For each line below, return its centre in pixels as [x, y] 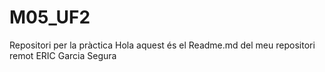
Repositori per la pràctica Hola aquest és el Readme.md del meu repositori [162, 45]
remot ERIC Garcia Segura [63, 55]
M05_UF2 [50, 17]
